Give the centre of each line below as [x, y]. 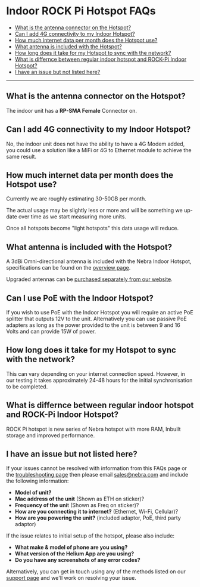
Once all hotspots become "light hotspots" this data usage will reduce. [93, 228]
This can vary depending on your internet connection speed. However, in [96, 373]
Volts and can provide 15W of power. [51, 331]
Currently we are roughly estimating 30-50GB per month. [76, 199]
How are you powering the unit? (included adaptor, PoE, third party [98, 518]
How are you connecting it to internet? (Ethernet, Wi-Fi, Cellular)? [96, 512]
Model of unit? [33, 493]
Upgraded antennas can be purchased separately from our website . [89, 279]
